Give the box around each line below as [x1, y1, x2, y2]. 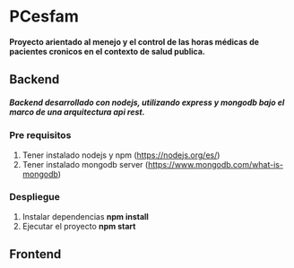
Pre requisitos [9, 129, 72, 142]
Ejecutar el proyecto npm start [22, 220, 136, 231]
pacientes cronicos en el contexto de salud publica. [9, 46, 206, 56]
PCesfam [9, 6, 79, 27]
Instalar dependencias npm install [22, 211, 150, 221]
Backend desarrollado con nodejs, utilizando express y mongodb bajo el [9, 97, 285, 108]
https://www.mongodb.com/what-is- [147, 159, 284, 169]
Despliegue [9, 191, 60, 203]
